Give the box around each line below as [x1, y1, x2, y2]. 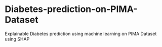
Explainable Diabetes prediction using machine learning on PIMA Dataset [5, 30, 157, 36]
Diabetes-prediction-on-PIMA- [5, 3, 138, 15]
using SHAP [5, 36, 30, 42]
